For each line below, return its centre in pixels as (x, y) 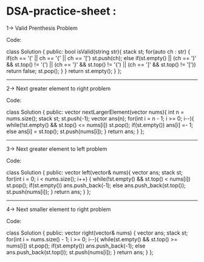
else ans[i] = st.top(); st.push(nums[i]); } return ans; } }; (75, 131)
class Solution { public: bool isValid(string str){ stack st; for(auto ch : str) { (98, 51)
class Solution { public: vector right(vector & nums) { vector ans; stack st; (97, 233)
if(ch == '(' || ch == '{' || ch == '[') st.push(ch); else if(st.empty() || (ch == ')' (101, 58)
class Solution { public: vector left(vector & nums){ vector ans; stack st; (95, 172)
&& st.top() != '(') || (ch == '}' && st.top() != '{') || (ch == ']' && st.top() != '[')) (101, 64)
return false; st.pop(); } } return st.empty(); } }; (64, 71)
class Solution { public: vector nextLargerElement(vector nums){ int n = (95, 112)
